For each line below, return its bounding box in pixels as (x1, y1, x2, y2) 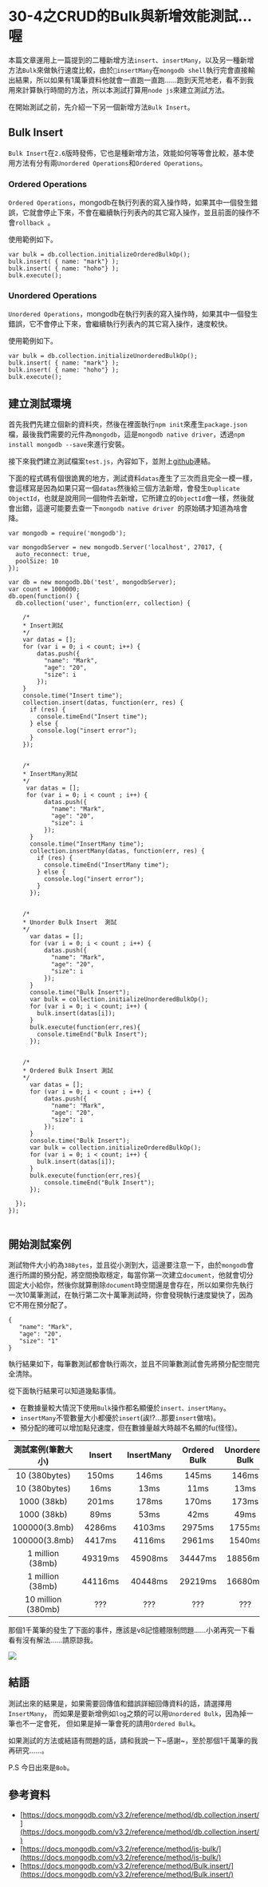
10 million (25, 1594, 62, 1605)
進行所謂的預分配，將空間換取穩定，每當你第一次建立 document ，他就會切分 (8, 1270, 254, 1280)
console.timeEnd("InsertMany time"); (43, 861, 170, 870)
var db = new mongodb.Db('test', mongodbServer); (8, 579, 177, 587)
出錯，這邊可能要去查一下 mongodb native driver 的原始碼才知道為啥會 (14, 504, 248, 513)
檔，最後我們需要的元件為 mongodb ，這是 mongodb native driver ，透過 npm (8, 429, 245, 440)
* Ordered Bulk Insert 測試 (22, 1067, 113, 1075)
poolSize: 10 (15, 557, 59, 566)
